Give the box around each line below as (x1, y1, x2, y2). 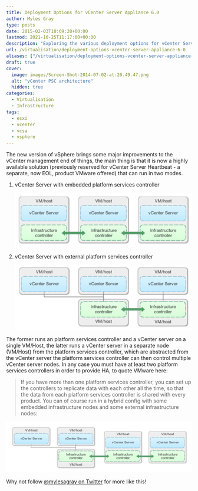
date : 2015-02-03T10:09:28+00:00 (6, 28, 88, 34)
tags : (6, 109, 19, 115)
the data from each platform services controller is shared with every (20, 391, 186, 398)
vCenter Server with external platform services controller (14, 253, 153, 260)
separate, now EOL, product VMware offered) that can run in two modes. (6, 170, 183, 177)
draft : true (6, 59, 35, 65)
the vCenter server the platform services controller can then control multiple (6, 354, 192, 361)
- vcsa (11, 127, 28, 134)
